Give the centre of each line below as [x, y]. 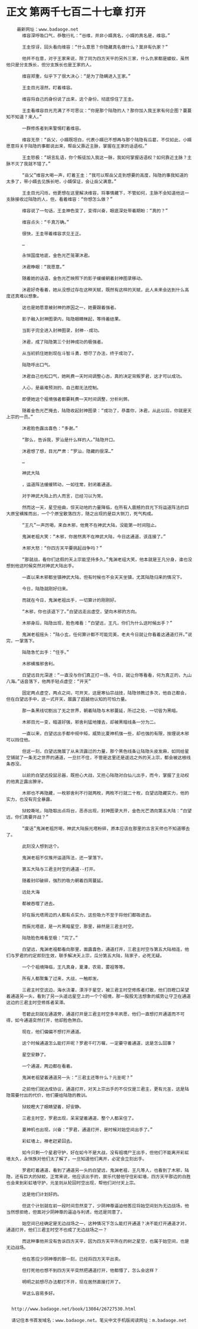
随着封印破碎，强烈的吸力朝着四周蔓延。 [64, 881]
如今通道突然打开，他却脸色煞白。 [50, 1020]
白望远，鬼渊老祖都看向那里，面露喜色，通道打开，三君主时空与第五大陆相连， [103, 949]
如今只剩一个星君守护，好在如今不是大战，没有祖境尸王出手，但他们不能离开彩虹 [105, 1153]
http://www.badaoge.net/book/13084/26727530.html [74, 1309]
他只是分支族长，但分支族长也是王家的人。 [50, 65]
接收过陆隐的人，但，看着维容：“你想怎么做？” [64, 199]
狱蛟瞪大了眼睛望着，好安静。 [53, 1107]
